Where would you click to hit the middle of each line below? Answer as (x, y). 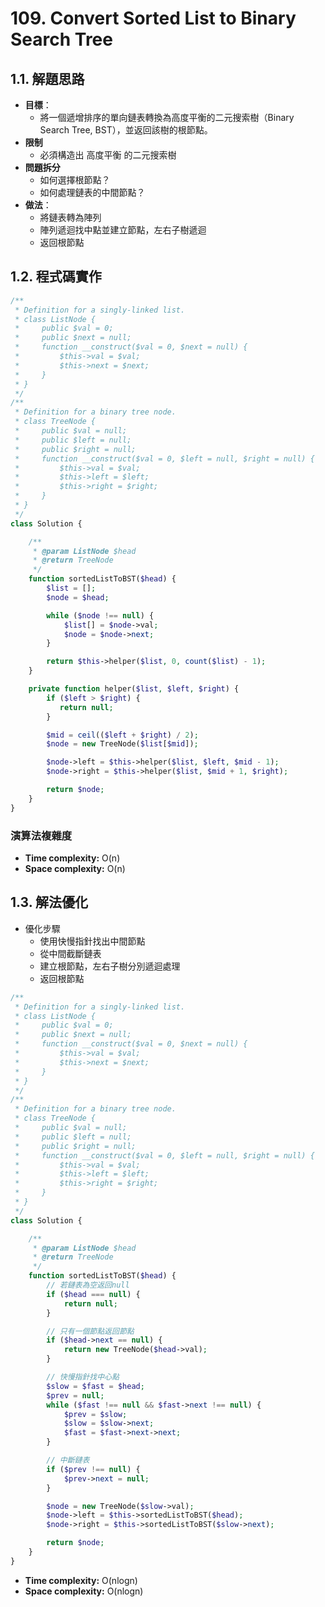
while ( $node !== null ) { (100, 615)
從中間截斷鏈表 (70, 953)
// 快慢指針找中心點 (83, 1377)
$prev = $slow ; (95, 1414)
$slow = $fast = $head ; (95, 1386)
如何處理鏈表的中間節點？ (92, 192)
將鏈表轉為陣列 (70, 217)
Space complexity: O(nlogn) (84, 1591)
